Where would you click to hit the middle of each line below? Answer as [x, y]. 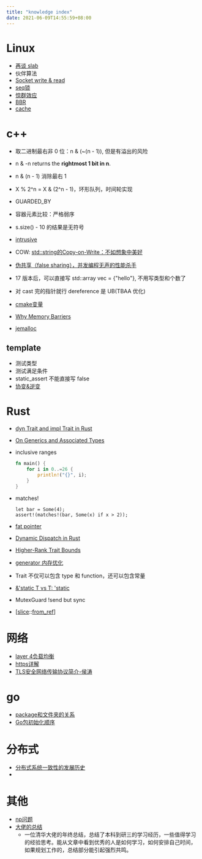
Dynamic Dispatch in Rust [48, 538]
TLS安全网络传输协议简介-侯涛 [54, 672]
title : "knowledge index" [39, 12]
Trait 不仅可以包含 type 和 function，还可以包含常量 [80, 576]
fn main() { [30, 464]
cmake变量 [29, 304]
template [24, 348]
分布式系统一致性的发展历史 [50, 768]
